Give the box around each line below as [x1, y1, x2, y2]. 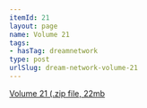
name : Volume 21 [9, 30, 70, 39]
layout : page [9, 22, 58, 31]
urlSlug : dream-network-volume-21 [9, 64, 139, 73]
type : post [9, 55, 50, 64]
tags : [9, 38, 30, 48]
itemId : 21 [9, 13, 50, 22]
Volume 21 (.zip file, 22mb [9, 87, 106, 99]
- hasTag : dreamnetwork [9, 47, 99, 56]
